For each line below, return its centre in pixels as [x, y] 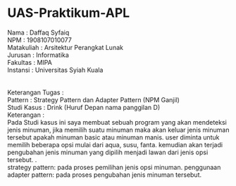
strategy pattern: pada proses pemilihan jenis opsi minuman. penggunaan [114, 167]
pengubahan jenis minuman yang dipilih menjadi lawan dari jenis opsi [108, 152]
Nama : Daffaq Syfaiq [38, 32]
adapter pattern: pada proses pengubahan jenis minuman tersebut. [105, 175]
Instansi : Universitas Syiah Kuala [55, 70]
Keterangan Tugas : [36, 92]
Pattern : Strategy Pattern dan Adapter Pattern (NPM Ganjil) [93, 99]
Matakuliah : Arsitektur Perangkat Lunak [65, 47]
